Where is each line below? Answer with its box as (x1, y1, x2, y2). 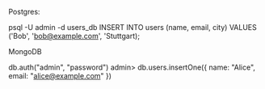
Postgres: (8, 7, 40, 16)
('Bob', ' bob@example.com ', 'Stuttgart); (8, 32, 140, 40)
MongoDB (8, 47, 42, 56)
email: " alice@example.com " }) (8, 71, 111, 80)
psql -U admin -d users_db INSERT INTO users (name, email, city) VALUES (8, 23, 257, 32)
